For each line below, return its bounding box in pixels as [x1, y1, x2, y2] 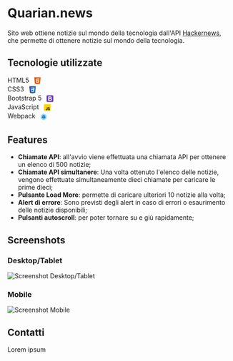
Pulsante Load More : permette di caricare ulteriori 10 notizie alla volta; [17, 190, 227, 199]
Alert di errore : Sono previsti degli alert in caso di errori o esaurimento [17, 198, 226, 207]
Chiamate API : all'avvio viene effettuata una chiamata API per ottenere [17, 153, 227, 161]
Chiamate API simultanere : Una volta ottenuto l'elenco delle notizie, [17, 168, 219, 176]
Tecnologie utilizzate [7, 57, 103, 69]
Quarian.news [7, 5, 93, 21]
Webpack [7, 112, 36, 121]
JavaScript [7, 103, 39, 111]
